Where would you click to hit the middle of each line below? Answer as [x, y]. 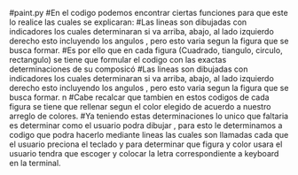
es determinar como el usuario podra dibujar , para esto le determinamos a [146, 126]
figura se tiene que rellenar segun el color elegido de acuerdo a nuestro [140, 107]
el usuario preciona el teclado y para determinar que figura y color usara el [146, 144]
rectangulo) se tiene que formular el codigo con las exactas [118, 60]
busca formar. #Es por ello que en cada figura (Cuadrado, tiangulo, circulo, [146, 50]
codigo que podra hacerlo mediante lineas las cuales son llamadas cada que [149, 135]
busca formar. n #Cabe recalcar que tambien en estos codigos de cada [139, 97]
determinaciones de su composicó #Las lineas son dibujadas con [129, 69]
